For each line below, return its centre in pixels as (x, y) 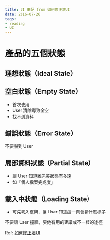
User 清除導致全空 (30, 110)
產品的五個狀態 (35, 54)
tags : (11, 19)
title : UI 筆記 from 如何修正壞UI (38, 10)
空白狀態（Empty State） (44, 92)
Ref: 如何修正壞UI (23, 232)
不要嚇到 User (19, 146)
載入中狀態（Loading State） (49, 199)
